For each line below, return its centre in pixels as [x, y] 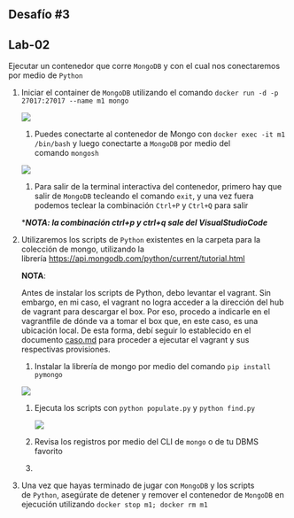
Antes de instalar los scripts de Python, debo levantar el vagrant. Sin [146, 293]
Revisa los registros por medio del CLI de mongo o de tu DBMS [146, 442]
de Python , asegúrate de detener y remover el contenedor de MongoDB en [152, 495]
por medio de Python [46, 75]
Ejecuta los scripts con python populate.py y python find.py [145, 408]
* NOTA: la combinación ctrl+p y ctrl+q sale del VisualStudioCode [144, 223]
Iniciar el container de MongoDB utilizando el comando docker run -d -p [150, 93]
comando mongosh [66, 153]
